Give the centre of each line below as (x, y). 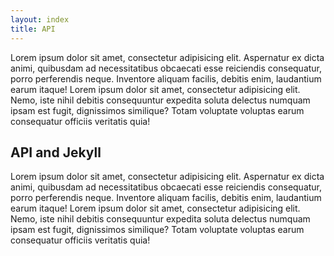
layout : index (40, 19)
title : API (33, 29)
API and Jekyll (56, 152)
